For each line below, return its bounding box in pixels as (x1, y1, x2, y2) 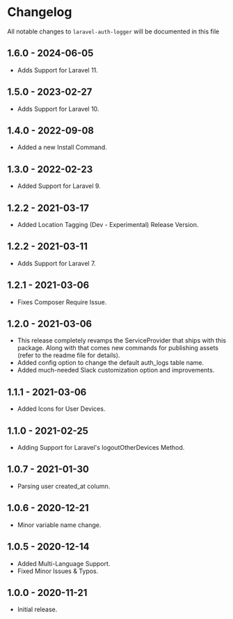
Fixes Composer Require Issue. (17, 297, 107, 306)
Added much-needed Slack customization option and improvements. (17, 366, 215, 375)
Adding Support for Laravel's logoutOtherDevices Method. (17, 444, 185, 452)
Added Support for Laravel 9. (17, 182, 101, 190)
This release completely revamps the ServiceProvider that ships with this (17, 336, 227, 345)
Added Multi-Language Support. (17, 559, 111, 567)
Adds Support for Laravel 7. (17, 259, 96, 267)
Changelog (7, 4, 72, 20)
